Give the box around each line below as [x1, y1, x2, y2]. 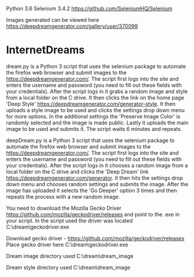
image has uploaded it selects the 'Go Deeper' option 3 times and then [6, 187, 178, 194]
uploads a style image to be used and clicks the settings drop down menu [6, 106, 185, 114]
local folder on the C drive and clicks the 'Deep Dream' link [6, 168, 149, 175]
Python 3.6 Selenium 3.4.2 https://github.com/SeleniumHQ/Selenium [6, 5, 172, 12]
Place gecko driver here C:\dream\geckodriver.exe [6, 241, 128, 248]
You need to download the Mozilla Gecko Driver [6, 205, 122, 212]
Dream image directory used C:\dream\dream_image [6, 252, 134, 259]
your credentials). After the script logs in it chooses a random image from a [6, 161, 188, 169]
